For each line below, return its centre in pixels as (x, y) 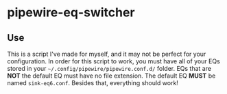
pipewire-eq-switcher (71, 13)
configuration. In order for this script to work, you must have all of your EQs (114, 61)
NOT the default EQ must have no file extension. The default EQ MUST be (111, 76)
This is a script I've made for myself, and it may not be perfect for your (107, 54)
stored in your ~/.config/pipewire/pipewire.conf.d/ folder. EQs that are (109, 68)
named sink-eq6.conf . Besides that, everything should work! (93, 83)
